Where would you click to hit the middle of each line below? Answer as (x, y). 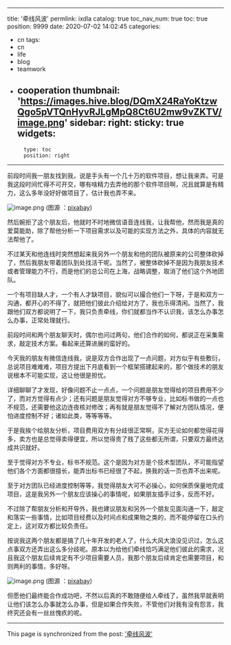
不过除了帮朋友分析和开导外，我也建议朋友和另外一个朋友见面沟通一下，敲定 (115, 508)
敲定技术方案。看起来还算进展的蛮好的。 (76, 343)
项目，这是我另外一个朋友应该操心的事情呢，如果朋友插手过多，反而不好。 (112, 494)
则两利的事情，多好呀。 (40, 566)
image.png (41, 123)
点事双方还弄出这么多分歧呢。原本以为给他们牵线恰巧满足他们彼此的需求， (112, 549)
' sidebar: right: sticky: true (124, 123)
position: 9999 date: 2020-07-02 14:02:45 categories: (84, 26)
